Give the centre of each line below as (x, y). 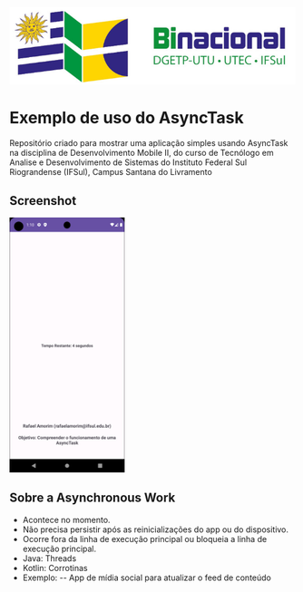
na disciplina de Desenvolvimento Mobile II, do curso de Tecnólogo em (142, 153)
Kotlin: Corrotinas (55, 568)
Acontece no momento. (66, 519)
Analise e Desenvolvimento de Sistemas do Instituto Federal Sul (128, 162)
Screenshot (43, 201)
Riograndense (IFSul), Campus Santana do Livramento (111, 172)
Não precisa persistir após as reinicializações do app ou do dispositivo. (155, 529)
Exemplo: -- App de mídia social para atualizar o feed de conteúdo (147, 577)
